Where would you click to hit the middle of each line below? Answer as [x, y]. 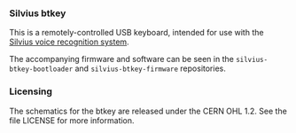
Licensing [31, 91]
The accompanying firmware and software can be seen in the [122, 59]
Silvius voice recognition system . [70, 42]
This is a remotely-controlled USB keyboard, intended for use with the [136, 33]
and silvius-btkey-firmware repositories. [150, 68]
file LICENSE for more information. [72, 120]
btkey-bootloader [41, 69]
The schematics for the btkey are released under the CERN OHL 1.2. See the [148, 111]
